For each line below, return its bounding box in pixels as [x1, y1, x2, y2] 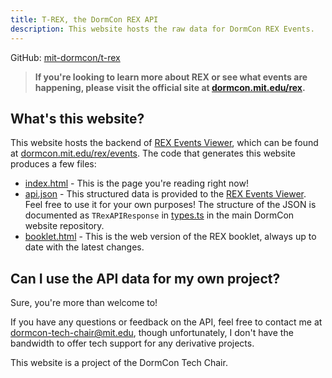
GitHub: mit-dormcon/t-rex [10, 51, 121, 63]
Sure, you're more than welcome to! [10, 297, 158, 309]
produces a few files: [10, 158, 97, 170]
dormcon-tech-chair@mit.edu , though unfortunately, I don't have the [10, 327, 294, 339]
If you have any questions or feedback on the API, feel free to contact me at [10, 316, 323, 328]
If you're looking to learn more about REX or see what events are [34, 71, 308, 83]
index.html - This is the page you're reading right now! [24, 177, 249, 190]
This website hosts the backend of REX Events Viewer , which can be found [10, 137, 319, 149]
